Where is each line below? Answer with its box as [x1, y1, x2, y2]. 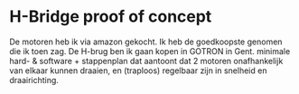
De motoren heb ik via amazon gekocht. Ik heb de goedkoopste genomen [9, 36, 283, 47]
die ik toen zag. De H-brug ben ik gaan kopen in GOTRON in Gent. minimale [9, 45, 291, 56]
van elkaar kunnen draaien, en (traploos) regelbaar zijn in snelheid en [9, 65, 267, 76]
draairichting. [9, 74, 59, 85]
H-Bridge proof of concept [9, 6, 212, 27]
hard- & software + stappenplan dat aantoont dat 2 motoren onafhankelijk [9, 55, 284, 66]
